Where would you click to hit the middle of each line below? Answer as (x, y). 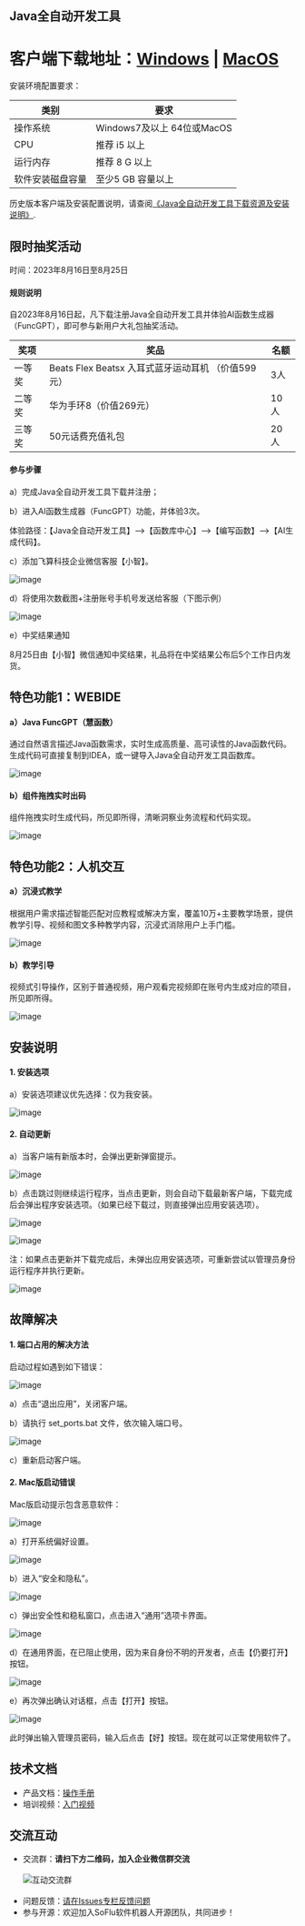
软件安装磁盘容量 (51, 179)
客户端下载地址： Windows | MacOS (144, 59)
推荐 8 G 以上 (124, 162)
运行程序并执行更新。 (49, 1270)
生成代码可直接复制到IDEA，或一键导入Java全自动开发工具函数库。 (135, 755)
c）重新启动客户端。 (48, 1460)
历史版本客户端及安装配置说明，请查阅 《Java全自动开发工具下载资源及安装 (150, 204)
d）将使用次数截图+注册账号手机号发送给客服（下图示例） (118, 598)
